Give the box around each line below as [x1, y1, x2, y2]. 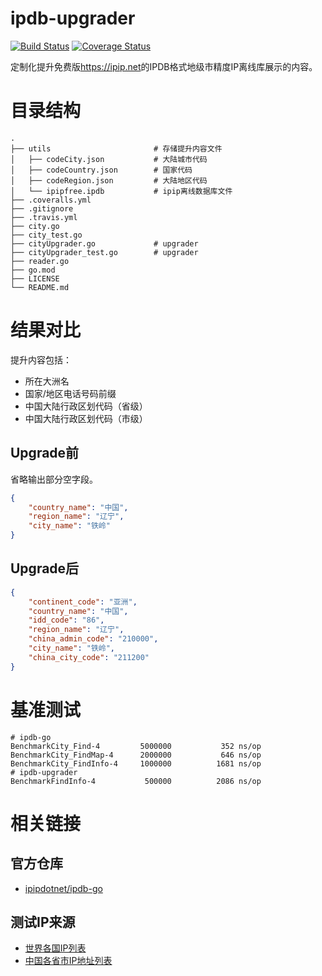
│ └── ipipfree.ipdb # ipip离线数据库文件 [10, 186, 233, 196]
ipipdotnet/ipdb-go [24, 882, 103, 894]
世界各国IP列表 [24, 942, 87, 954]
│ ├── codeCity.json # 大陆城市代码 [10, 154, 208, 164]
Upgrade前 [10, 445, 80, 462]
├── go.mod [10, 265, 56, 275]
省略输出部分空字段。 [10, 473, 98, 485]
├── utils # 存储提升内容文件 [10, 143, 223, 154]
